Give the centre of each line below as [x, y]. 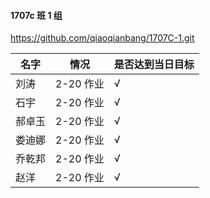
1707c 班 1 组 [36, 15]
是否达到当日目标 [154, 65]
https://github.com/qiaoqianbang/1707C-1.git [102, 38]
